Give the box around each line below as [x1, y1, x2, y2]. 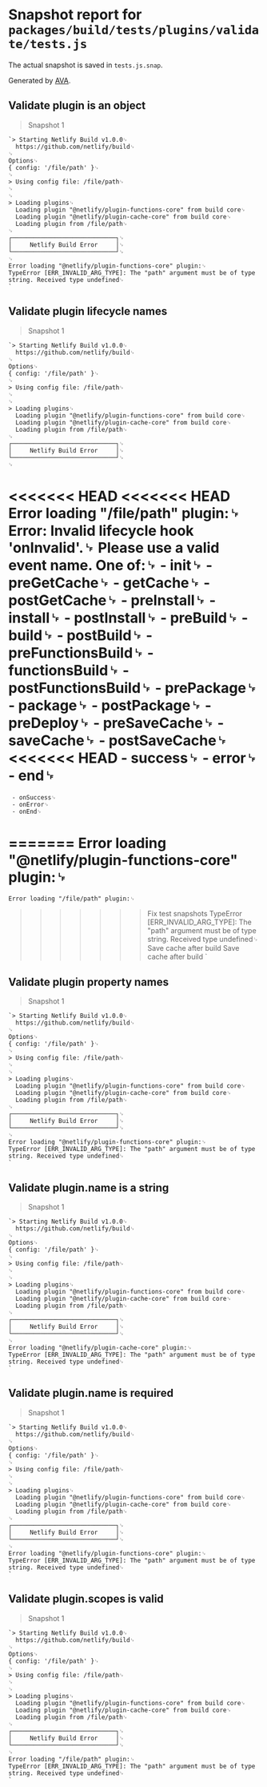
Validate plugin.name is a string [8, 1181, 169, 1194]
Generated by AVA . [8, 75, 71, 85]
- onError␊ [11, 800, 50, 808]
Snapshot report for [8, 6, 142, 24]
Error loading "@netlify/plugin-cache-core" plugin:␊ [8, 1344, 193, 1352]
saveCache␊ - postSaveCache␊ [8, 731, 228, 750]
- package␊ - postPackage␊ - [8, 696, 212, 714]
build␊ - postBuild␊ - [8, 626, 153, 644]
